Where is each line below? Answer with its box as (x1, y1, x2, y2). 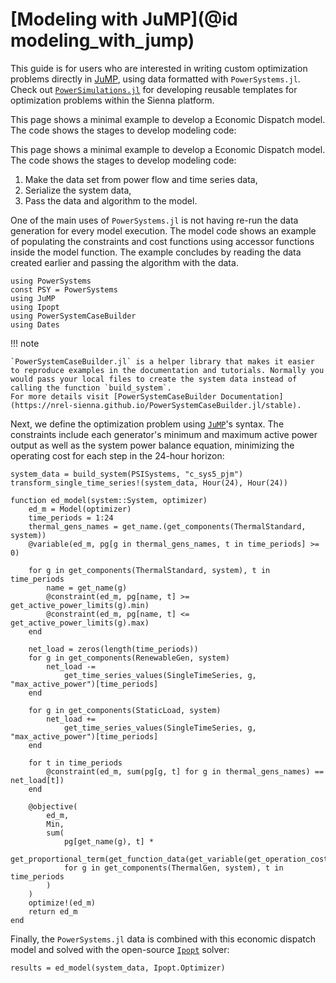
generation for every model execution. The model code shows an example (10, 224, 317, 237)
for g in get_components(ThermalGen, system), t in (63, 863, 284, 873)
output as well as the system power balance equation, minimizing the (10, 439, 295, 451)
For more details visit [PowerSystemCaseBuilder (10, 391, 217, 402)
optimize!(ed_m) (28, 898, 97, 908)
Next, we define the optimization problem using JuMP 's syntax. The (10, 418, 285, 430)
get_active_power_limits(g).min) (10, 600, 150, 610)
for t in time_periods (28, 758, 123, 768)
